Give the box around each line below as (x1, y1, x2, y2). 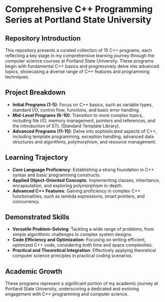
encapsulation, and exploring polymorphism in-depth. (12, 182, 123, 188)
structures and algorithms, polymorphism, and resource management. (12, 138, 157, 144)
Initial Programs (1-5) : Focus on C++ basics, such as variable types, (12, 101, 153, 107)
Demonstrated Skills (5, 213, 70, 221)
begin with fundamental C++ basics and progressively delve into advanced (5, 63, 160, 69)
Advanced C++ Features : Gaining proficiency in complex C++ (12, 187, 141, 193)
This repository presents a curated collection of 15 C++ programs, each (5, 47, 152, 53)
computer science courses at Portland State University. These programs (5, 58, 154, 63)
